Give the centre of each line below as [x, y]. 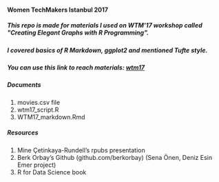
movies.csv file [39, 102]
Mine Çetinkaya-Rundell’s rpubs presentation [81, 150]
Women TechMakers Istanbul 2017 [58, 10]
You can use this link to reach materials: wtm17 [76, 67]
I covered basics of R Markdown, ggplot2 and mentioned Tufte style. [107, 50]
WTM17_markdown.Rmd [51, 117]
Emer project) [36, 165]
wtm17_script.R [38, 110]
